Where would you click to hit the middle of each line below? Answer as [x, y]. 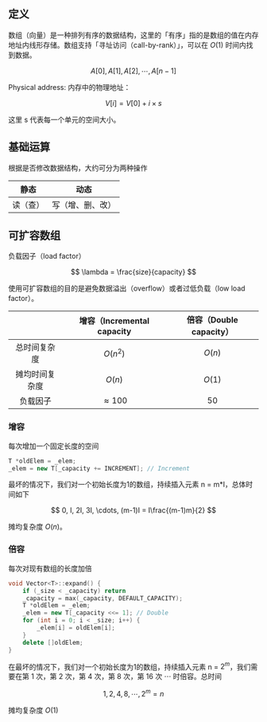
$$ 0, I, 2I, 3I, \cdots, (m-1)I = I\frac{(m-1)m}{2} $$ [133, 510]
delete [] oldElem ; [53, 642]
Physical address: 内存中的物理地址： [70, 87]
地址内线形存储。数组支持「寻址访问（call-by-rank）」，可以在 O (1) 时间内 [127, 45]
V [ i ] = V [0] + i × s [133, 103]
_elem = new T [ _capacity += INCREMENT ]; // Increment [99, 468]
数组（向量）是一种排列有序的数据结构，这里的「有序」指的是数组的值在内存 [133, 35]
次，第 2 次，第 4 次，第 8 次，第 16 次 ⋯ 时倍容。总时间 [129, 677]
